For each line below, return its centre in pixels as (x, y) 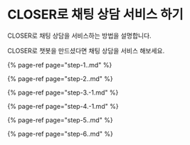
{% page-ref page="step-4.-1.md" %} (63, 106)
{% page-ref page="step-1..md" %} (60, 65)
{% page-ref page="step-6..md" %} (60, 134)
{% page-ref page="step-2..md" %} (60, 78)
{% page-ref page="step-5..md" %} (60, 120)
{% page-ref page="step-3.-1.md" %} (63, 92)
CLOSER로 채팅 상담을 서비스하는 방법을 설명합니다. (79, 36)
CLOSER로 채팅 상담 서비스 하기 (95, 15)
